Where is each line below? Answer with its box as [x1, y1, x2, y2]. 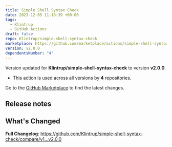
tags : [5, 17, 17, 22]
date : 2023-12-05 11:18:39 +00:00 [5, 12, 79, 17]
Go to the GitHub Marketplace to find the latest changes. [5, 84, 124, 90]
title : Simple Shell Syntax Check [5, 7, 79, 13]
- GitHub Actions [10, 27, 47, 32]
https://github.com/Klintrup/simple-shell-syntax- [40, 131, 143, 137]
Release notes [5, 99, 52, 108]
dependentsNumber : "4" [5, 50, 54, 56]
